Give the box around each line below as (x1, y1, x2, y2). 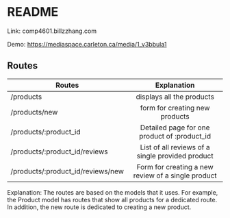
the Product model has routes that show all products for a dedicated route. (7, 195, 218, 204)
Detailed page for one (140, 123, 210, 132)
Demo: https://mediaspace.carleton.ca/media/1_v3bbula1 (7, 40, 167, 48)
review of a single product (133, 171, 217, 180)
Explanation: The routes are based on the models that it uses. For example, (7, 188, 218, 196)
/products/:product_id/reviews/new (10, 166, 125, 175)
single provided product (136, 151, 214, 160)
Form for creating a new (136, 162, 214, 171)
